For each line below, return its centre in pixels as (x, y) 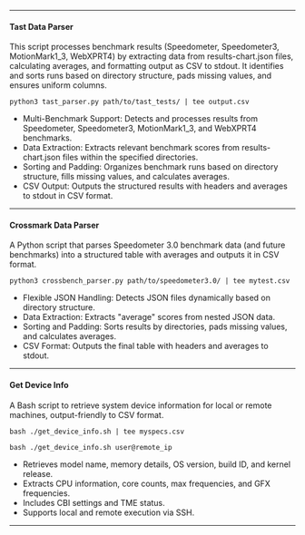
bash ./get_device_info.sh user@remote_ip (91, 447)
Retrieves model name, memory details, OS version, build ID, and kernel (157, 464)
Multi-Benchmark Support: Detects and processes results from (140, 119)
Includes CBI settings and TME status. (93, 502)
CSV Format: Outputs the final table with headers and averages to (146, 346)
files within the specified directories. (130, 157)
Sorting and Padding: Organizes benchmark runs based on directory (150, 167)
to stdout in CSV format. (68, 196)
